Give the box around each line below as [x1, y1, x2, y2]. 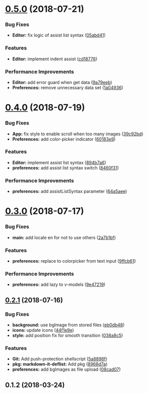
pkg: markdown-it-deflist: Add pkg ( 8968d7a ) [12, 361, 108, 367]
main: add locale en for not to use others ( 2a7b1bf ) [12, 235, 116, 240]
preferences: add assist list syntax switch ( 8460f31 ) [12, 164, 119, 171]
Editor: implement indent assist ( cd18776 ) [12, 56, 98, 62]
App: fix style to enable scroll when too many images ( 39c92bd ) [12, 131, 144, 137]
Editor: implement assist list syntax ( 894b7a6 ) [12, 159, 107, 165]
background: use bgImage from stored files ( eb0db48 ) [12, 322, 125, 328]
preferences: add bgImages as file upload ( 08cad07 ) [12, 366, 121, 372]
